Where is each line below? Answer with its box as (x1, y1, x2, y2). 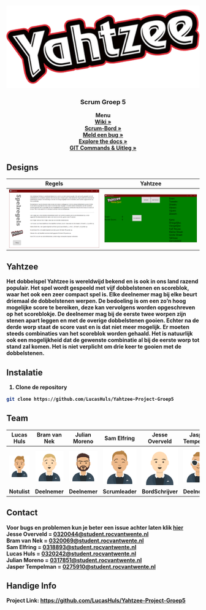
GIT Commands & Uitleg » (69, 144, 137, 152)
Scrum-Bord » (85, 125, 121, 132)
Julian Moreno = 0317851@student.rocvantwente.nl (6, 556, 142, 563)
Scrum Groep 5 (80, 98, 126, 106)
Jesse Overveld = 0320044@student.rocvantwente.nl (6, 530, 149, 538)
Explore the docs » (78, 137, 128, 145)
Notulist (9, 488, 30, 495)
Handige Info (6, 581, 57, 591)
